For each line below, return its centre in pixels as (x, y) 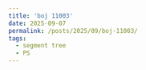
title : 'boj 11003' (41, 16)
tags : (17, 38)
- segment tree (41, 46)
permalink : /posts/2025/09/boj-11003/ (73, 31)
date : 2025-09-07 (37, 23)
